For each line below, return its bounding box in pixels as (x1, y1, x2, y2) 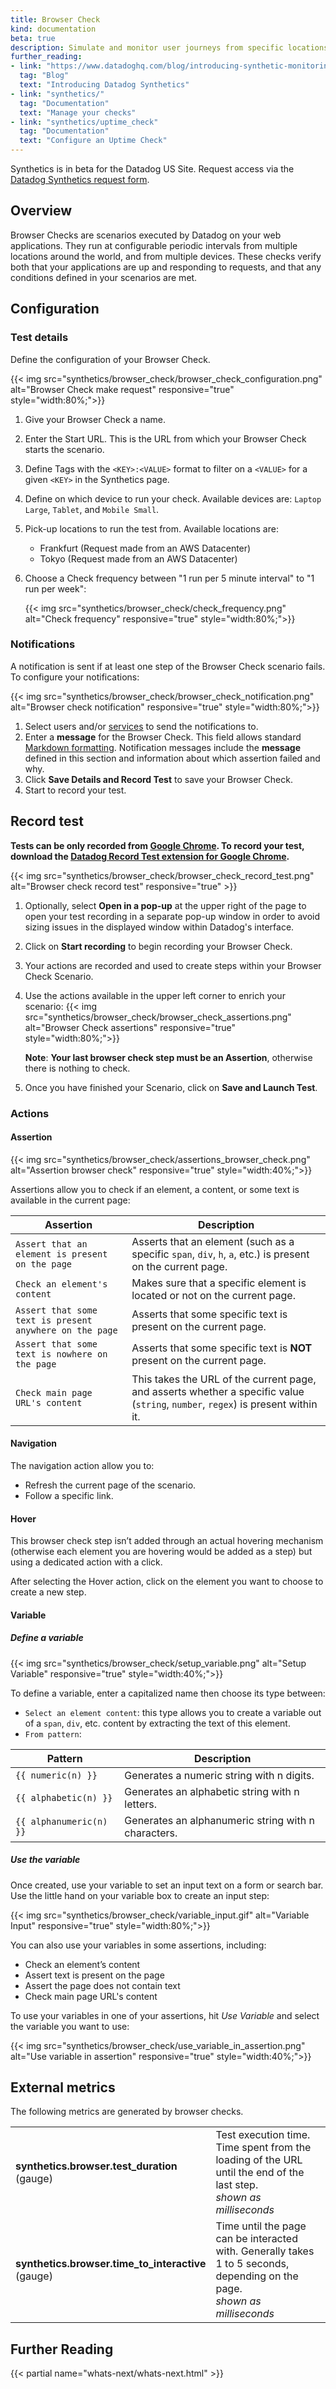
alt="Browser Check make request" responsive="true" (10, 383, 235, 395)
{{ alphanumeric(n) (15, 1816, 108, 1827)
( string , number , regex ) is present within (131, 1397, 318, 1411)
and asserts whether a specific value (131, 1384, 305, 1398)
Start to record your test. (24, 784, 127, 796)
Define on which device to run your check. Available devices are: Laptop (24, 492, 322, 505)
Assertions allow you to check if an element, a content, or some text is (10, 1183, 300, 1195)
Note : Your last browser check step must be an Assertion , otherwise (24, 1051, 313, 1063)
